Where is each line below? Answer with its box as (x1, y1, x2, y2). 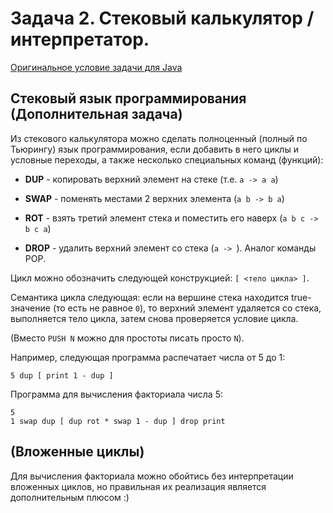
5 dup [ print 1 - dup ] (10, 370, 114, 381)
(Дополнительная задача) (10, 106, 183, 123)
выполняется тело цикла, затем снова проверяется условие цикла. (10, 312, 299, 324)
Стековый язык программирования (10, 90, 247, 107)
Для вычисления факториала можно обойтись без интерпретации (10, 470, 294, 482)
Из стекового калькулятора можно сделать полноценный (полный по (10, 132, 308, 144)
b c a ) (24, 222, 52, 234)
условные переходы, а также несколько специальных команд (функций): (10, 153, 324, 166)
